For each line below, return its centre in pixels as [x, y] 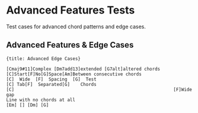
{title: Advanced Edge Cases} [44, 59]
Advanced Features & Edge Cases [70, 45]
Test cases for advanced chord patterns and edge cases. [76, 26]
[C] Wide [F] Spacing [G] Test [51, 79]
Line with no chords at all [41, 100]
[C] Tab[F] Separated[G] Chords [51, 84]
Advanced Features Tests [71, 10]
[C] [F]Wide [99, 89]
